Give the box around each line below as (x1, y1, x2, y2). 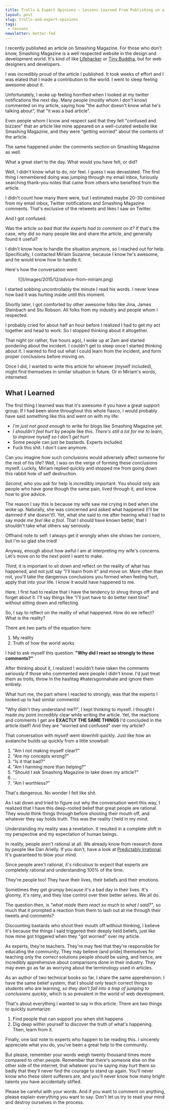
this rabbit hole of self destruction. (5, 470, 78, 476)
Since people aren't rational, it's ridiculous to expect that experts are (5, 861, 149, 867)
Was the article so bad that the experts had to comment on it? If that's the (5, 225, 160, 231)
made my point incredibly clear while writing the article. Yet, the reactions (5, 711, 159, 717)
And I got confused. (5, 215, 47, 221)
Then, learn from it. (12, 1026, 53, 1032)
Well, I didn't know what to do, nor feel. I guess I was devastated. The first (5, 169, 160, 175)
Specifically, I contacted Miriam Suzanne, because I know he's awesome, (5, 251, 159, 257)
